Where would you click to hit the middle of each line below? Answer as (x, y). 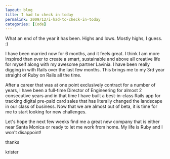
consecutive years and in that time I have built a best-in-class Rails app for (83, 96)
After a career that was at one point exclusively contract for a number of (80, 85)
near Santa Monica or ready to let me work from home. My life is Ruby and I (84, 127)
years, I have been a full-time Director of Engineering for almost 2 (74, 90)
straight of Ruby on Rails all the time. (44, 75)
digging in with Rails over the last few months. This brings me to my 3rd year (85, 70)
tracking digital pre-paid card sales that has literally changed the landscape (84, 101)
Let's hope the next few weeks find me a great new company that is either (82, 122)
